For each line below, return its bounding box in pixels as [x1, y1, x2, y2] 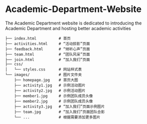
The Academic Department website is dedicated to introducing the [5, 20, 142, 26]
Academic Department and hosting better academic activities [5, 25, 131, 31]
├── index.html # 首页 [5, 36, 71, 41]
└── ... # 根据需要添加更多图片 [14, 114, 101, 119]
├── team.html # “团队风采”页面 [5, 51, 90, 57]
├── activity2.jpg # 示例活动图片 [14, 88, 86, 93]
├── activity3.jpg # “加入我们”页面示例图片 [14, 104, 105, 109]
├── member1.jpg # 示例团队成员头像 [14, 93, 93, 98]
